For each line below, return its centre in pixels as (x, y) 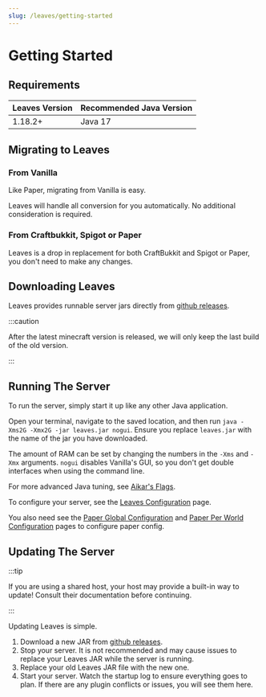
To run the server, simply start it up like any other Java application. (118, 406)
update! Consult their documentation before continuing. (100, 595)
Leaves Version (42, 108)
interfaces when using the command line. (77, 471)
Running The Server (59, 386)
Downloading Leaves (62, 287)
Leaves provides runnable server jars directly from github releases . (119, 305)
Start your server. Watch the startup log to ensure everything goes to (134, 676)
